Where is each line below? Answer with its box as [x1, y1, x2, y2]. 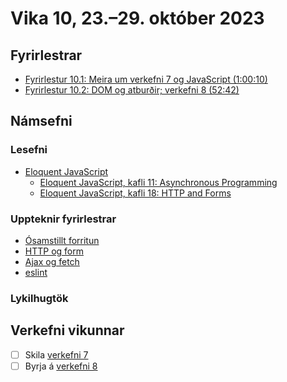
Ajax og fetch [24, 255, 80, 267]
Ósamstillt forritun [24, 234, 100, 246]
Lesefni [10, 143, 48, 157]
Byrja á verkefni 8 [24, 360, 98, 372]
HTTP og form [24, 245, 84, 257]
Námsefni [10, 113, 73, 130]
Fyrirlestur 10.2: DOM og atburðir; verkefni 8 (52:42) [24, 84, 240, 96]
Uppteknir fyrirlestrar [10, 212, 117, 226]
